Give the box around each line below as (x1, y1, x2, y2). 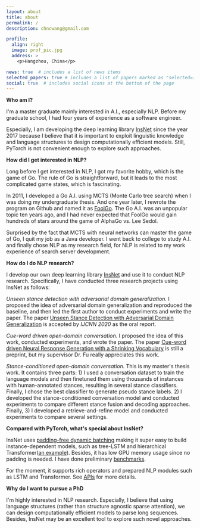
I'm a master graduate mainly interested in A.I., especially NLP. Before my (6, 108, 186, 115)
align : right (11, 42, 44, 48)
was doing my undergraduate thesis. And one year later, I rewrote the (6, 198, 176, 206)
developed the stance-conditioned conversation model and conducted (6, 395, 180, 402)
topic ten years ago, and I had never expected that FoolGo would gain (6, 211, 177, 218)
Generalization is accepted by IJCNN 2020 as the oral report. (6, 321, 157, 328)
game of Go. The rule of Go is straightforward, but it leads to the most (6, 174, 177, 182)
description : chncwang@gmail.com (6, 25, 89, 32)
